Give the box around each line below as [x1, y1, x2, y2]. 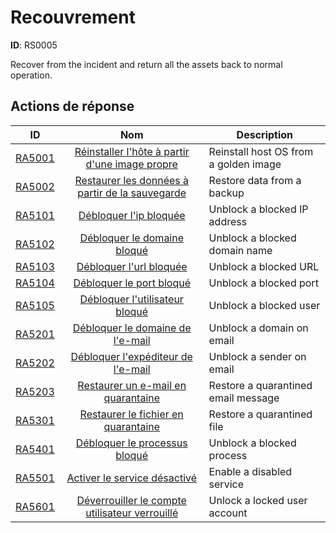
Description [236, 127, 294, 141]
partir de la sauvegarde [77, 186, 187, 200]
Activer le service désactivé [66, 471, 198, 485]
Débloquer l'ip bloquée [78, 208, 186, 222]
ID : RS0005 [10, 39, 58, 51]
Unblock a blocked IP [208, 202, 309, 216]
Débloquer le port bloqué [73, 276, 192, 290]
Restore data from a [208, 173, 302, 187]
